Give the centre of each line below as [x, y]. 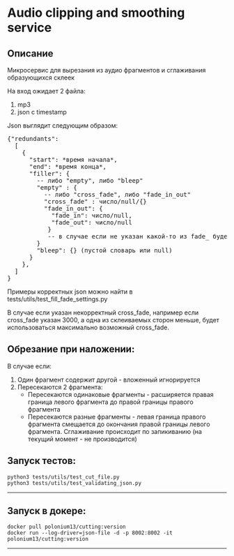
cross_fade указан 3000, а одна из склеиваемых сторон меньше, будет [113, 320]
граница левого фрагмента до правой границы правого [110, 402]
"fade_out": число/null [92, 222]
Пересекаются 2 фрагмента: [60, 387]
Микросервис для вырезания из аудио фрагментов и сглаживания [107, 70]
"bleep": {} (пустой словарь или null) [104, 250]
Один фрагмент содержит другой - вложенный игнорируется [109, 380]
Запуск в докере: [47, 511]
